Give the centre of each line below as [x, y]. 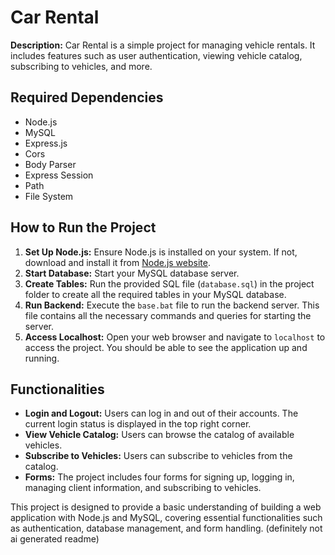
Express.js [46, 143]
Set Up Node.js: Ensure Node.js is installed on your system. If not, [161, 252]
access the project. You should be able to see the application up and [166, 347]
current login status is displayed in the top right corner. [138, 424]
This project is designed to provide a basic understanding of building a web [166, 507]
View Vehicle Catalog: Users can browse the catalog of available [159, 435]
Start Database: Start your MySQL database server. [132, 273]
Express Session [59, 175]
